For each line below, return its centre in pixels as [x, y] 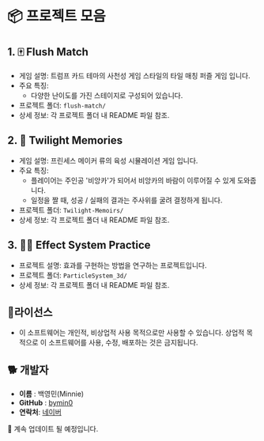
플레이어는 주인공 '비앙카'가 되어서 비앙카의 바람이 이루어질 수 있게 [133, 180]
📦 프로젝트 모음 [57, 16]
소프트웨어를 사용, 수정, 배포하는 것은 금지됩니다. [123, 343]
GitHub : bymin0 [46, 403]
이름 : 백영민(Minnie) [51, 394]
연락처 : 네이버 [40, 413]
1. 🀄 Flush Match [48, 52]
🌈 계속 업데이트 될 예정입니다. [53, 429]
